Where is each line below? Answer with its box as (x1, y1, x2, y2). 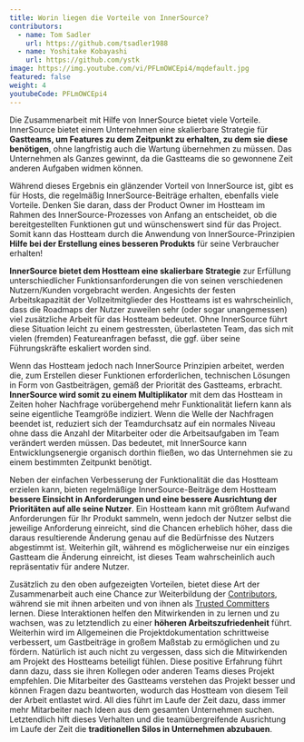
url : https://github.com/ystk (25, 55, 141, 64)
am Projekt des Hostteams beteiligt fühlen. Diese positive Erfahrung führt (9, 656, 283, 667)
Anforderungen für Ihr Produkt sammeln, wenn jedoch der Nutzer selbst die (9, 512, 292, 523)
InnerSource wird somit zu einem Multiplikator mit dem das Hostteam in (9, 389, 283, 400)
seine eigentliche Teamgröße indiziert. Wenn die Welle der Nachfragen (9, 408, 274, 419)
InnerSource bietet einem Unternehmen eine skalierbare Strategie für (9, 124, 269, 134)
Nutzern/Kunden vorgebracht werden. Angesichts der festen (9, 284, 236, 295)
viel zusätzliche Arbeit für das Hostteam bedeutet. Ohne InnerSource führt (9, 313, 288, 324)
